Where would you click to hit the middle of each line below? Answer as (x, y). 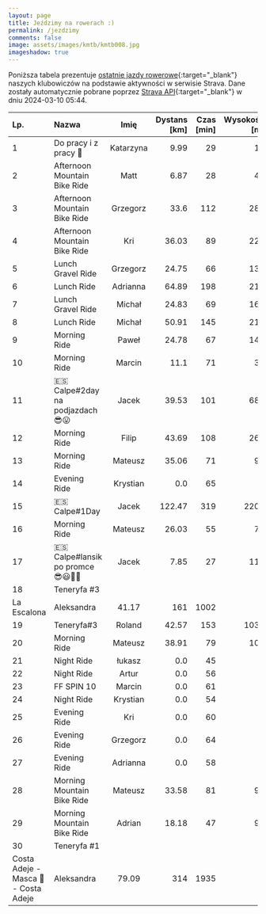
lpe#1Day (77, 511)
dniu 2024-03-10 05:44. (47, 100)
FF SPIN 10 (75, 686)
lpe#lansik (78, 557)
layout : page (30, 15)
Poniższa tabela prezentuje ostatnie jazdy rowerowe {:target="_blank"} (123, 75)
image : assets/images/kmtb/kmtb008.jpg (74, 45)
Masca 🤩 (28, 878)
